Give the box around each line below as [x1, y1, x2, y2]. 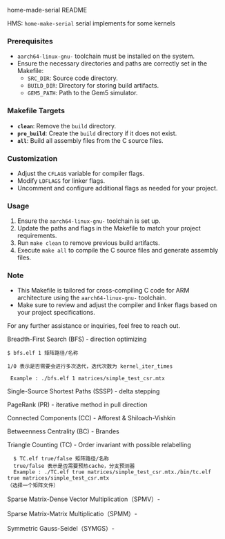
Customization [7, 153, 58, 163]
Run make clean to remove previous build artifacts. [17, 239, 160, 247]
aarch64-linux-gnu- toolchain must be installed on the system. [17, 52, 195, 61]
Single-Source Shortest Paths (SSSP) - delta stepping [7, 387, 160, 395]
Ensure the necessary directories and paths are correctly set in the [17, 59, 208, 68]
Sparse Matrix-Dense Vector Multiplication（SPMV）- [7, 495, 161, 503]
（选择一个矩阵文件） [7, 482, 59, 489]
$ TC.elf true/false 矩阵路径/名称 [13, 455, 110, 462]
